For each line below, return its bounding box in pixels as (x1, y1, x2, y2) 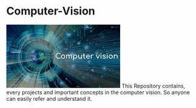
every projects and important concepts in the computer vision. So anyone (6, 89, 190, 96)
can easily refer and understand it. (6, 95, 92, 102)
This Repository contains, (121, 82, 186, 89)
